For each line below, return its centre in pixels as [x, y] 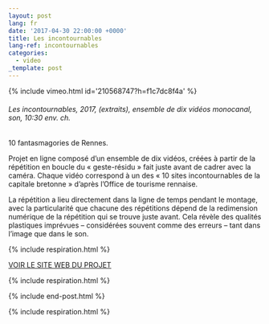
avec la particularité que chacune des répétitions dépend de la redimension [133, 208]
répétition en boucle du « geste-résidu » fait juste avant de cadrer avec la [130, 166]
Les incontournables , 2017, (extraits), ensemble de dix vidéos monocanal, [130, 109]
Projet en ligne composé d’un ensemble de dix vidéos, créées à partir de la [132, 158]
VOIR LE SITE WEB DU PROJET [60, 265]
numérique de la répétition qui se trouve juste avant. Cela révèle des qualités [135, 216]
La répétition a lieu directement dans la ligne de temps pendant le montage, [133, 199]
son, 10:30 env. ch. [39, 118]
